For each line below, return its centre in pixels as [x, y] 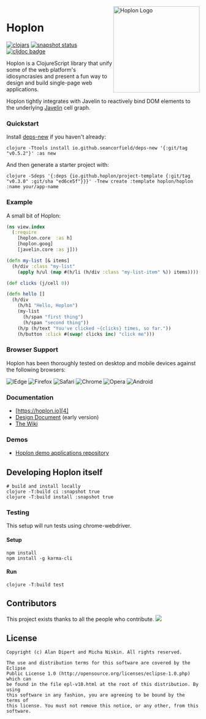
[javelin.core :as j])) [48, 250]
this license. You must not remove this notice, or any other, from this [103, 706]
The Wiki [26, 424]
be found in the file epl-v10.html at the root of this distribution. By [103, 685]
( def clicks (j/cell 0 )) [38, 283]
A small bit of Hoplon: [34, 215]
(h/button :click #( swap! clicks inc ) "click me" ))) [86, 334]
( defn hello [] [26, 294]
